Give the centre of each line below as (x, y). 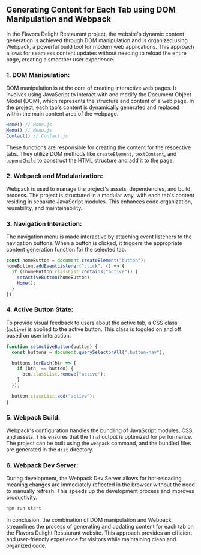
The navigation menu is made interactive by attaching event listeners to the (99, 237)
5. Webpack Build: (33, 417)
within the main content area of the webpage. (62, 114)
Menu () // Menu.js (29, 130)
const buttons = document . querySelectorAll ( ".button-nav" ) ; (88, 352)
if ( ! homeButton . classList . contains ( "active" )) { (75, 272)
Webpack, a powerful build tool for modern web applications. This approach (100, 46)
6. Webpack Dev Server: (42, 465)
